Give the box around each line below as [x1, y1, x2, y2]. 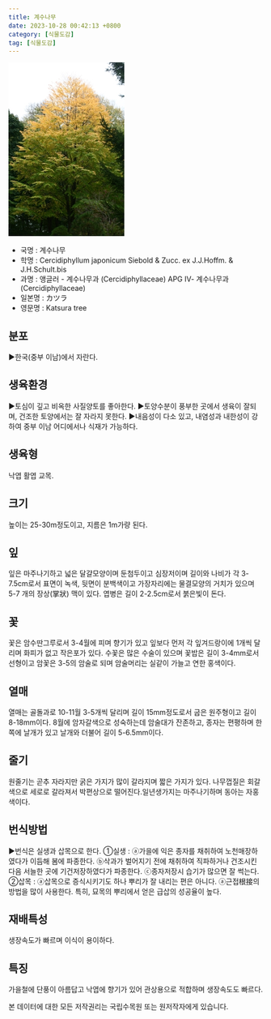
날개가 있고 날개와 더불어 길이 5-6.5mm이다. [23, 727, 164, 737]
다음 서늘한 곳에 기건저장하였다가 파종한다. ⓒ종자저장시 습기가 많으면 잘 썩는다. [8, 866, 260, 876]
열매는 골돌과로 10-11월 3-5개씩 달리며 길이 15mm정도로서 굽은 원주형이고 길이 [8, 707, 257, 717]
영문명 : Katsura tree [19, 303, 87, 313]
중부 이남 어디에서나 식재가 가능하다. [23, 422, 138, 431]
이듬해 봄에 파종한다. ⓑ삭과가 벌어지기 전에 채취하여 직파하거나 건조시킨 [29, 856, 257, 866]
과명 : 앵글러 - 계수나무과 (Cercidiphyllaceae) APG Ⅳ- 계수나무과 [19, 274, 229, 284]
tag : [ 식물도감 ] [8, 39, 57, 47]
